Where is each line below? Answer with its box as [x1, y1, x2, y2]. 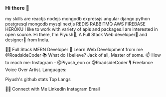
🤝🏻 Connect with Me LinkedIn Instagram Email [5, 86, 100, 92]
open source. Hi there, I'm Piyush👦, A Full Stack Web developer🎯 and [5, 32, 148, 38]
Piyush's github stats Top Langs [5, 77, 71, 83]
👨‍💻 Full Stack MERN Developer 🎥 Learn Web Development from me [5, 47, 143, 53]
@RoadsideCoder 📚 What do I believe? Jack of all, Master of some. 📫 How [5, 52, 161, 58]
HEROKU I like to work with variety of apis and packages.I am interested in [5, 26, 158, 32]
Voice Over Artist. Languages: [5, 67, 67, 73]
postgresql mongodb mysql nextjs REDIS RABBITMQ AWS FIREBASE [5, 21, 146, 27]
